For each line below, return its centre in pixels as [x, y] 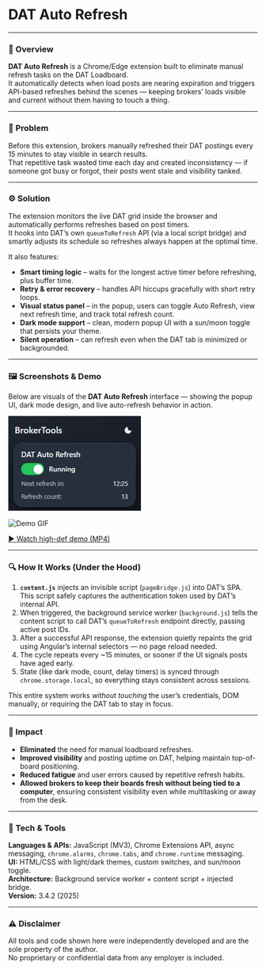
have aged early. [47, 663]
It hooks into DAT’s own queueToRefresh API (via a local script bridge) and [127, 232]
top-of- [244, 757]
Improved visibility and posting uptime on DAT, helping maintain [125, 757]
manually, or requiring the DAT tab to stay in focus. [91, 704]
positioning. [60, 766]
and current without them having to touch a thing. [89, 100]
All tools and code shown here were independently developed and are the [129, 941]
